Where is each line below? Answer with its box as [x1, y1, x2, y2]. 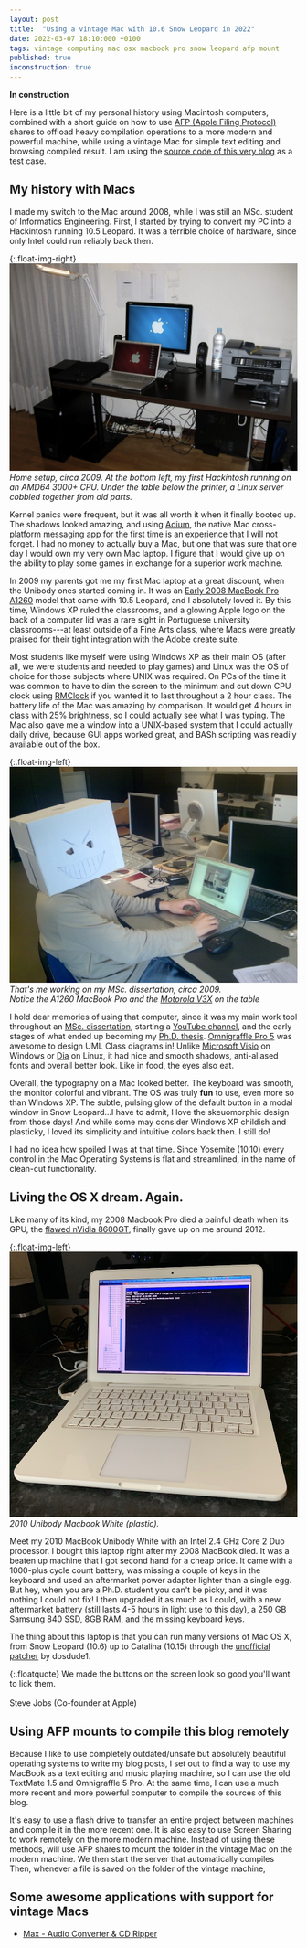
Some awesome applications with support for [9, 1889, 274, 1905]
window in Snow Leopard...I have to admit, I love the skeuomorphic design [9, 1107, 290, 1118]
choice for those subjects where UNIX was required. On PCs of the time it [9, 671, 287, 682]
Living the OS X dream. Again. [9, 1189, 184, 1206]
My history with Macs [9, 182, 135, 197]
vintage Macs [9, 1904, 89, 1920]
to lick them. [9, 1678, 57, 1689]
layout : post [9, 15, 59, 24]
